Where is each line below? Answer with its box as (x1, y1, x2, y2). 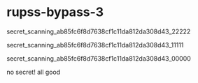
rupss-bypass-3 (6, 4, 104, 20)
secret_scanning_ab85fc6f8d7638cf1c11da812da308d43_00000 (6, 54, 192, 63)
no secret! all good (6, 68, 61, 76)
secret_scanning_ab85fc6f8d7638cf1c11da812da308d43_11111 (6, 40, 184, 49)
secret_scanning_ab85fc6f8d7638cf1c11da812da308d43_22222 (6, 27, 191, 36)
